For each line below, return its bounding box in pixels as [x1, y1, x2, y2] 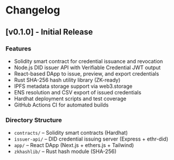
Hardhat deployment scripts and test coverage [13, 95, 127, 102]
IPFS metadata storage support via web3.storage [13, 83, 133, 90]
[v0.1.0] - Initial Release [5, 27, 93, 37]
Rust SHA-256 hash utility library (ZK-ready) [13, 76, 121, 83]
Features [5, 45, 32, 53]
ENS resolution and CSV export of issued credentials [13, 88, 142, 96]
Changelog [5, 4, 60, 17]
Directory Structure [5, 115, 62, 124]
